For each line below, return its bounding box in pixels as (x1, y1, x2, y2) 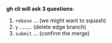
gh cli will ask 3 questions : (6, 5, 75, 12)
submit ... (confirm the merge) (15, 30, 90, 37)
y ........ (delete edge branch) (15, 24, 86, 30)
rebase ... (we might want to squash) (15, 17, 107, 24)
